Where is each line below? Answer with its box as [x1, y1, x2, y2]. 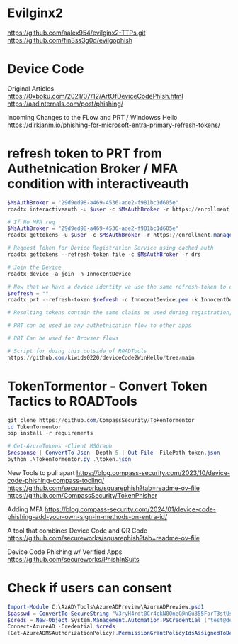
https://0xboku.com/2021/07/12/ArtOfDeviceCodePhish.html [7, 91, 183, 100]
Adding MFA [7, 505, 44, 513]
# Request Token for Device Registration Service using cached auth [7, 245, 214, 252]
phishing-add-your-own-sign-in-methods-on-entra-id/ [7, 512, 168, 521]
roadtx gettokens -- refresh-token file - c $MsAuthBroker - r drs [7, 251, 201, 258]
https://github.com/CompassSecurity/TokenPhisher [7, 491, 158, 499]
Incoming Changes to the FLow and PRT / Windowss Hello [7, 113, 178, 121]
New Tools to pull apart [7, 468, 76, 477]
